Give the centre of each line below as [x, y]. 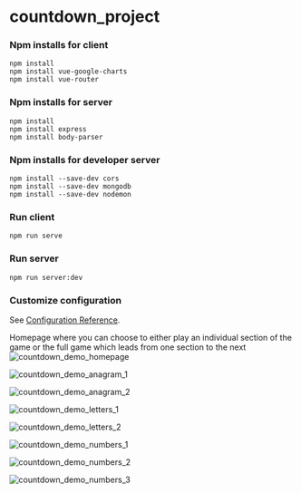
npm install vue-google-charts [68, 72]
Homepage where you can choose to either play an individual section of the [151, 337]
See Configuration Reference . [65, 320]
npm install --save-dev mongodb [70, 187]
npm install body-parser [56, 137]
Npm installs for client [59, 45]
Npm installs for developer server [85, 159]
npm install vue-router [54, 80]
